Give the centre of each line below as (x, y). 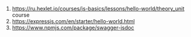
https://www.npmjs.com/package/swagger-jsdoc (73, 27)
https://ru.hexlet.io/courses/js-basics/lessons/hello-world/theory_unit (98, 9)
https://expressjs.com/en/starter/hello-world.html (73, 21)
